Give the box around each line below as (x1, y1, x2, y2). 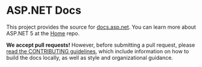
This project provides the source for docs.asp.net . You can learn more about (6, 23, 196, 31)
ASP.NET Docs (6, 4, 81, 17)
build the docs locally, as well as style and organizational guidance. (6, 54, 174, 61)
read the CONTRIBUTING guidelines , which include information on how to (6, 47, 189, 54)
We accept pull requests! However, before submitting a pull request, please (6, 41, 195, 48)
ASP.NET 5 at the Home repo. (6, 29, 80, 36)
